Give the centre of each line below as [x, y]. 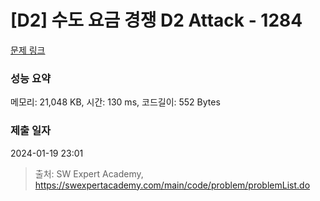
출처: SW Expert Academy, [89, 173]
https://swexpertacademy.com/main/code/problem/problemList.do [172, 185]
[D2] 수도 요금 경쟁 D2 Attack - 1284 [156, 20]
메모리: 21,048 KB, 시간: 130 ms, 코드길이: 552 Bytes [115, 102]
